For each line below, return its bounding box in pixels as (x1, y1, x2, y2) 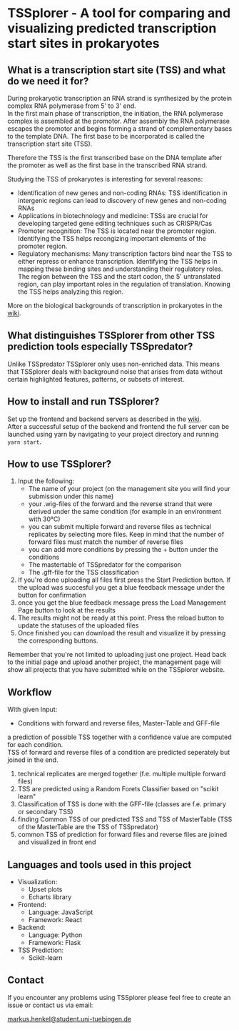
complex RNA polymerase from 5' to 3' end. (7, 101, 137, 110)
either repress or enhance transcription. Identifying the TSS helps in (17, 257, 218, 265)
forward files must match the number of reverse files (28, 538, 183, 546)
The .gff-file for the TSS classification (28, 568, 139, 577)
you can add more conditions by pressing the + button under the (28, 545, 219, 554)
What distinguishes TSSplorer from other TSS (7, 330, 215, 342)
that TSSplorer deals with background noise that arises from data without (7, 367, 223, 376)
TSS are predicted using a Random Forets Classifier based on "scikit (17, 785, 219, 793)
